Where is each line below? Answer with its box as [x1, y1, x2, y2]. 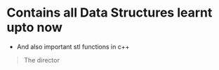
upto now [6, 19, 62, 35]
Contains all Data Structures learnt [6, 5, 213, 21]
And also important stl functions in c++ [16, 42, 130, 51]
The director [23, 55, 60, 64]
